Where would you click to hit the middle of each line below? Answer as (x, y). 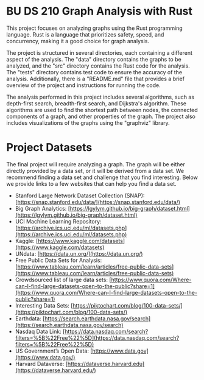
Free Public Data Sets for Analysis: (58, 260)
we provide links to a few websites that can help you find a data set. (91, 183)
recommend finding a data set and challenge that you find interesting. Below (102, 177)
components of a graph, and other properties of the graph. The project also (101, 116)
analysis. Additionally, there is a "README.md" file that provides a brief (95, 79)
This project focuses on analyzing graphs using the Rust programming (94, 28)
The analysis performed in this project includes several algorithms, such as (100, 97)
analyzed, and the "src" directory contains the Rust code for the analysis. (98, 66)
